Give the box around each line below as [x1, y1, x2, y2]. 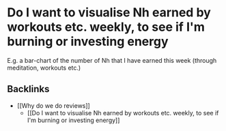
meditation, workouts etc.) [7, 63, 81, 72]
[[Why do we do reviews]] [16, 101, 90, 110]
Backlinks [7, 83, 50, 95]
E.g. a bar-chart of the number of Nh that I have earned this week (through [7, 56, 217, 64]
